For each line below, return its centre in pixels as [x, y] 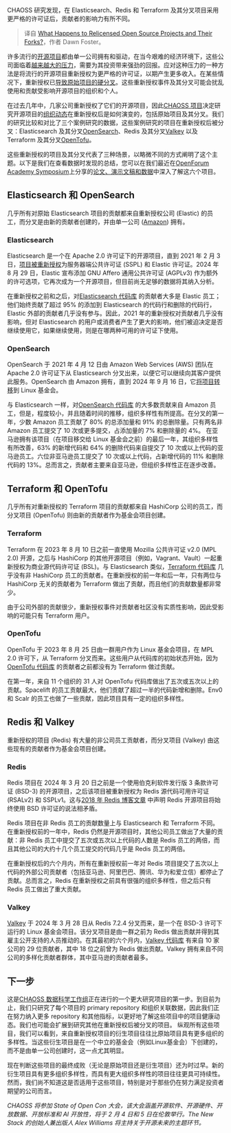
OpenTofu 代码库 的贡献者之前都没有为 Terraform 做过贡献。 [93, 666]
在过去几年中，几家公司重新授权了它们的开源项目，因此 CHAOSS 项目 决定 [111, 105]
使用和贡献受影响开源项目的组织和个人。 [64, 91]
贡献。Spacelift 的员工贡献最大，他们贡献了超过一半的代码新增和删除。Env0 [115, 690]
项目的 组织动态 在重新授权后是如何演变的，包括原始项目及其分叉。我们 [124, 114]
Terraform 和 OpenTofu [57, 489]
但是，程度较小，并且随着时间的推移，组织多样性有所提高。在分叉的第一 [121, 414]
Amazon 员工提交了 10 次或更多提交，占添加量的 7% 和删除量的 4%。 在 [110, 431]
